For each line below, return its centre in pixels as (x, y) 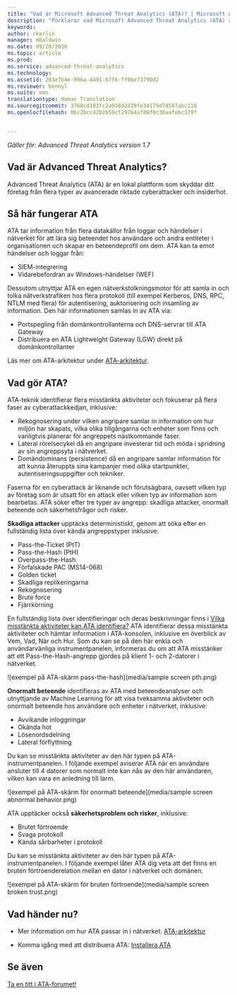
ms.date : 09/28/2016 (38, 47)
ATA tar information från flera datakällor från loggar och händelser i (105, 231)
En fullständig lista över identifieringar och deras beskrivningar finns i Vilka (116, 618)
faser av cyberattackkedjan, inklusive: (62, 408)
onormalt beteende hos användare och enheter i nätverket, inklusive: (108, 706)
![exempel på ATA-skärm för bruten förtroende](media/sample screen (108, 885)
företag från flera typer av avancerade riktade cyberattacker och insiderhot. (117, 192)
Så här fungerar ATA (53, 214)
